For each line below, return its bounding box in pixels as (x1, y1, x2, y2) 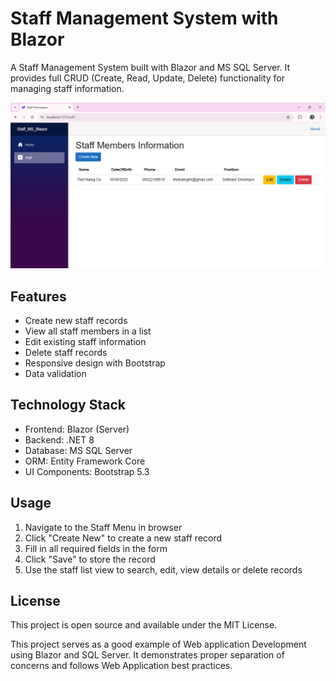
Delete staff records (24, 347, 108, 359)
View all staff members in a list (24, 325, 152, 337)
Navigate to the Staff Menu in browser (24, 521, 183, 533)
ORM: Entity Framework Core (24, 455, 146, 467)
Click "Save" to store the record (24, 553, 156, 565)
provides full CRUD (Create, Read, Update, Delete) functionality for (10, 72, 285, 84)
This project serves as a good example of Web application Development (10, 638, 307, 651)
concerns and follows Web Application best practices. (10, 660, 233, 672)
